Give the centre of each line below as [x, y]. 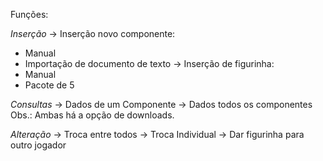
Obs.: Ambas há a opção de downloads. [92, 115]
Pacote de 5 [49, 85]
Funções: [29, 14]
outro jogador [38, 145]
